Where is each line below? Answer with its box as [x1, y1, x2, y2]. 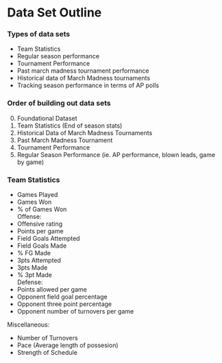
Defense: [16, 278, 43, 286]
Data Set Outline [7, 5, 102, 21]
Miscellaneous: [7, 320, 50, 329]
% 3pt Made [16, 271, 53, 279]
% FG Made [16, 249, 51, 257]
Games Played [16, 191, 58, 199]
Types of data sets [7, 30, 71, 39]
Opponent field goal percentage [16, 293, 108, 301]
